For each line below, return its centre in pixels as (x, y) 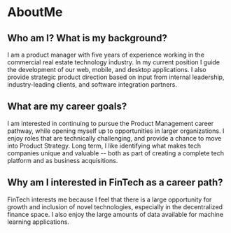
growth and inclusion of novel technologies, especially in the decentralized (115, 206)
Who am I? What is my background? (87, 38)
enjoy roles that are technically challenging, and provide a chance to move (114, 138)
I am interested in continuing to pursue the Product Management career (111, 123)
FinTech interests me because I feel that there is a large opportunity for (110, 199)
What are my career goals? (67, 107)
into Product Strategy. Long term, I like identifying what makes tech (104, 146)
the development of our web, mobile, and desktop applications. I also (107, 70)
